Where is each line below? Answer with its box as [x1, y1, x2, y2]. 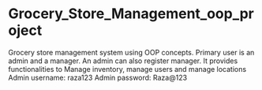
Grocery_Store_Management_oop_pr [8, 5, 254, 23]
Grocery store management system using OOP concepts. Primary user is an [8, 47, 255, 57]
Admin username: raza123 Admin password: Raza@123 [8, 73, 188, 82]
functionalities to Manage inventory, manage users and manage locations [8, 64, 247, 73]
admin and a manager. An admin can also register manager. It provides [8, 56, 238, 66]
